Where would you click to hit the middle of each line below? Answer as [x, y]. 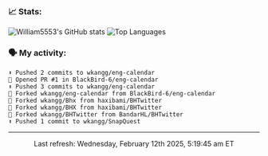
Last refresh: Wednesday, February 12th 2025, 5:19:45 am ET [134, 143]
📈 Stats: [25, 11]
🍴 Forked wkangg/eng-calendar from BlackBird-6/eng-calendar [112, 93]
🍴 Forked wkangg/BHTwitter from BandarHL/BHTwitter [96, 114]
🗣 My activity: [37, 53]
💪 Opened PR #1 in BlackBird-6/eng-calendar [83, 80]
